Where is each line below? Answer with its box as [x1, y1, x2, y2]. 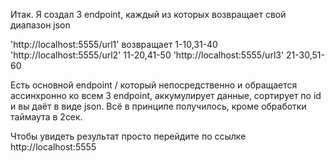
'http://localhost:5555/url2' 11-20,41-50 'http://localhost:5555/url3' [10, 49, 285, 61]
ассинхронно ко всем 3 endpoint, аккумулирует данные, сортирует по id [10, 90, 322, 101]
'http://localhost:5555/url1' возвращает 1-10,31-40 [10, 39, 218, 50]
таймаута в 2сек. [10, 111, 83, 123]
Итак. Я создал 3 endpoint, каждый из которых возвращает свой [10, 9, 287, 20]
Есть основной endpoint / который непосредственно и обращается [10, 79, 298, 91]
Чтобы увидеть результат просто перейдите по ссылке [10, 130, 247, 142]
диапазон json [10, 19, 71, 31]
